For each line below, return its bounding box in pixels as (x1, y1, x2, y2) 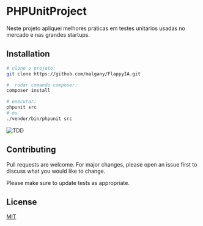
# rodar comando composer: (6, 81, 78, 88)
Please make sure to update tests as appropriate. (6, 179, 130, 186)
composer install (6, 88, 51, 94)
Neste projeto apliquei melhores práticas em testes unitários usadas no (6, 24, 185, 32)
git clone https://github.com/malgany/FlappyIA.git (6, 70, 141, 77)
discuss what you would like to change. (6, 167, 106, 175)
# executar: (6, 99, 37, 105)
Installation (6, 49, 50, 59)
